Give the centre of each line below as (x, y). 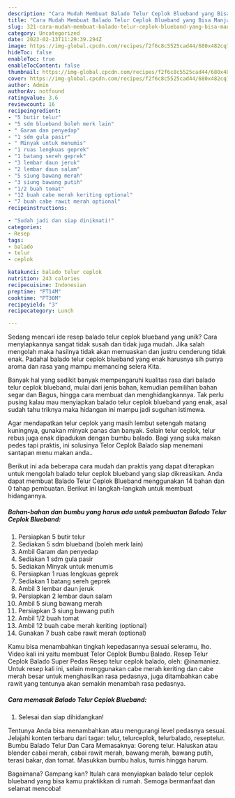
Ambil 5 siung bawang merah (60, 604)
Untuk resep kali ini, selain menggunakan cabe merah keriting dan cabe (111, 669)
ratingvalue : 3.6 (33, 98)
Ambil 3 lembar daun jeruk (56, 589)
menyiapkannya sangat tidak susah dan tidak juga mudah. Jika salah (106, 344)
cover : (17, 78)
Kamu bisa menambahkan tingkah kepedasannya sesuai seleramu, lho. (110, 647)
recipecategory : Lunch (41, 311)
